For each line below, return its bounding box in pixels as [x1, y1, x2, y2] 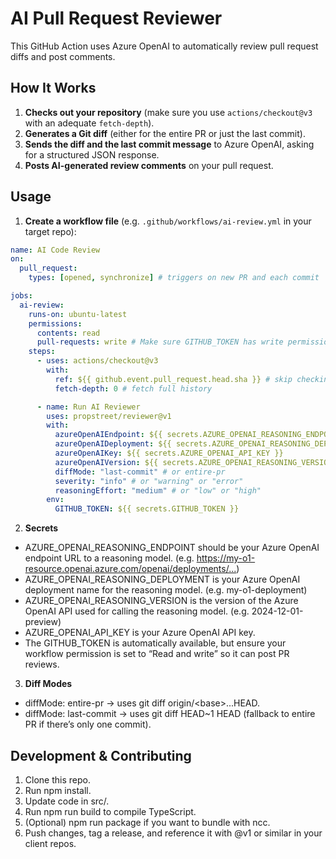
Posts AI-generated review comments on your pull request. [24, 159, 274, 171]
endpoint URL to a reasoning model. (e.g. [24, 552, 195, 564]
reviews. [24, 658, 60, 671]
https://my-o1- [196, 552, 256, 564]
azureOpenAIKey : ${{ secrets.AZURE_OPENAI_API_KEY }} [54, 448, 284, 459]
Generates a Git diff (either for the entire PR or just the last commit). [24, 127, 306, 139]
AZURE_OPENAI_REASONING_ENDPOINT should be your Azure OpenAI [24, 542, 320, 554]
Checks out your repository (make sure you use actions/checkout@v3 [24, 106, 313, 118]
